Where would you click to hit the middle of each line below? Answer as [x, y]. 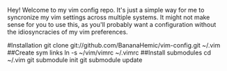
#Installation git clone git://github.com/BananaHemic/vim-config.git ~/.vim [114, 45]
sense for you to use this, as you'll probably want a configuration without [112, 24]
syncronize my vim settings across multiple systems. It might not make [109, 17]
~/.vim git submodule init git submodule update [75, 60]
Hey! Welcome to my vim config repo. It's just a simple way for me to [106, 10]
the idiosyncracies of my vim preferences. [68, 32]
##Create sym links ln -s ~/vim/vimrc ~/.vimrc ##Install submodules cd [109, 52]
